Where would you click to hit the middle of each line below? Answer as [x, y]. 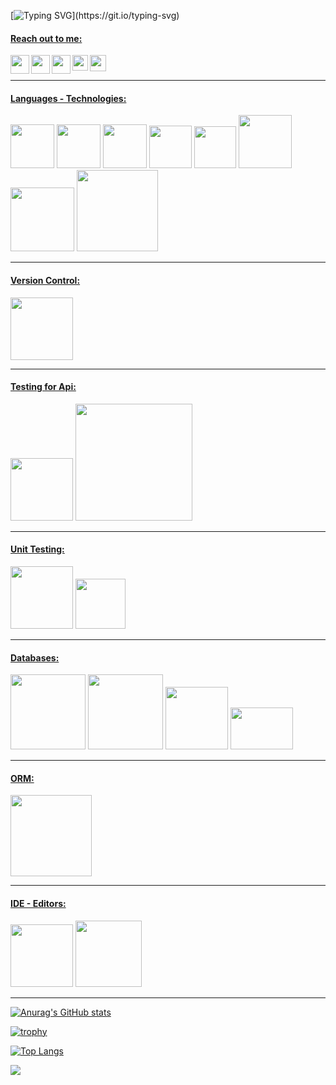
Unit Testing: [37, 549]
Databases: [35, 657]
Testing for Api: [43, 387]
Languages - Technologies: [68, 98]
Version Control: [45, 280]
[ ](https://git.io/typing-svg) [95, 15]
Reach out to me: [46, 38]
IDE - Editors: [38, 904]
